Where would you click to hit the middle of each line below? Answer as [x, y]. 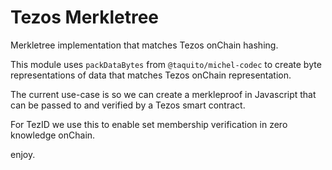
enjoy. [23, 154]
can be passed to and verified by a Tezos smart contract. [128, 105]
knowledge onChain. [53, 135]
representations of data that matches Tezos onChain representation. [151, 75]
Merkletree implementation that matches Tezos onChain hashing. [144, 45]
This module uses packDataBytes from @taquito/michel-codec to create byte [166, 64]
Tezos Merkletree [85, 17]
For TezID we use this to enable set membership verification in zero [149, 124]
